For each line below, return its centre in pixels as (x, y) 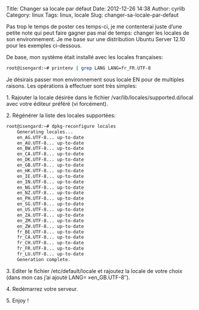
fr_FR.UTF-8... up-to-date (50, 248)
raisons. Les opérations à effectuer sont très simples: (72, 85)
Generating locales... (45, 132)
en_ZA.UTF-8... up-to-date (50, 215)
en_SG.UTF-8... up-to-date (50, 204)
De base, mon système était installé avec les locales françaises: (85, 57)
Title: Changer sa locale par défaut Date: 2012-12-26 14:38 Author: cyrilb (96, 9)
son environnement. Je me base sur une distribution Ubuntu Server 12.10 (96, 39)
